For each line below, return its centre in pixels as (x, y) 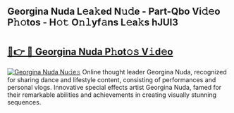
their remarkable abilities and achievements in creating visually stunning (112, 95)
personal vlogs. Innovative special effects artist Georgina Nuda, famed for (115, 87)
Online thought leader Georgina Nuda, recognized (154, 72)
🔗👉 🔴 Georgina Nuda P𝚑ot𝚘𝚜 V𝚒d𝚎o (90, 52)
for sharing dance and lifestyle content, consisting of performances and (112, 80)
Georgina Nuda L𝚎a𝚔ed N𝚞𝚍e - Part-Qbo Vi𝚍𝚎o (114, 12)
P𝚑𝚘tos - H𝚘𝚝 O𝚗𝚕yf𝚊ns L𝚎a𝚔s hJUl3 (93, 23)
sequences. (24, 102)
